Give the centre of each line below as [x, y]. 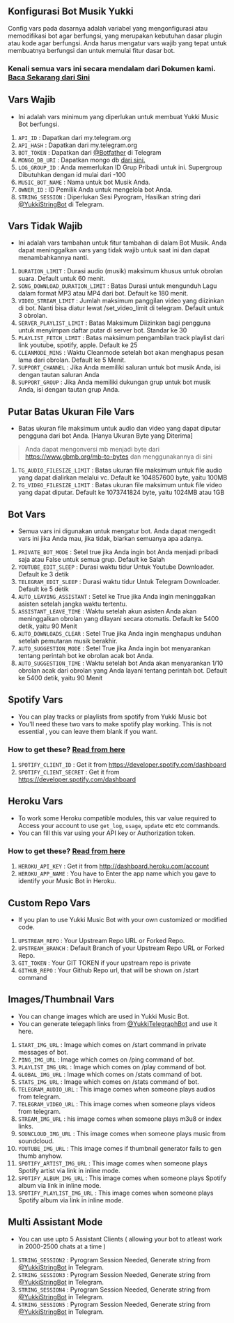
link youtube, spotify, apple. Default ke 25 [78, 345]
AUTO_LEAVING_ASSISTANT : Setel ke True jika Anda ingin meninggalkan [117, 596]
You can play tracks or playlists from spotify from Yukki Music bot [112, 717]
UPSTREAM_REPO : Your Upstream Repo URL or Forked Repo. [101, 941]
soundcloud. [36, 1141]
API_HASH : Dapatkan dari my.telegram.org [78, 145]
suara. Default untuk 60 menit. [62, 279]
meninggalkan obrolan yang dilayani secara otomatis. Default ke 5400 [118, 618]
